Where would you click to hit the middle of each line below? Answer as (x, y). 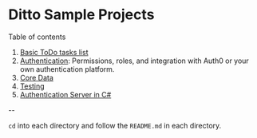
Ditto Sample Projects (81, 15)
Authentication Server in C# (65, 94)
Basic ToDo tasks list (54, 52)
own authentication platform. (67, 69)
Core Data (37, 77)
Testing (32, 86)
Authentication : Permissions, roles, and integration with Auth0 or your (134, 61)
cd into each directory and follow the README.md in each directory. (115, 125)
